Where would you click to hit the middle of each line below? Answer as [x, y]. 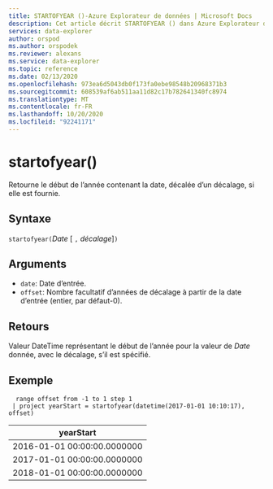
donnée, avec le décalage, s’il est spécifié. [80, 355]
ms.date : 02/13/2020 [43, 76]
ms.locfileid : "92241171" [52, 122]
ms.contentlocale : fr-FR [50, 107]
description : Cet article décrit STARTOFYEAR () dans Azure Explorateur [134, 24]
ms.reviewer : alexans [45, 54]
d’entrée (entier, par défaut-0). [71, 301]
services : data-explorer [50, 31]
